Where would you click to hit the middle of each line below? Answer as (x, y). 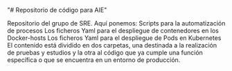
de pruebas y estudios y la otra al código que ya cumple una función (105, 52)
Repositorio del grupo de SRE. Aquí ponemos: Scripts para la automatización (116, 23)
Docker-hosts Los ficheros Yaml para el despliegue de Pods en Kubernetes (114, 38)
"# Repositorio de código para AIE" (57, 10)
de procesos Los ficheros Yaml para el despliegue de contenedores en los (113, 31)
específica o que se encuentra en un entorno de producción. (94, 60)
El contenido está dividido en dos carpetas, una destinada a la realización (112, 45)
